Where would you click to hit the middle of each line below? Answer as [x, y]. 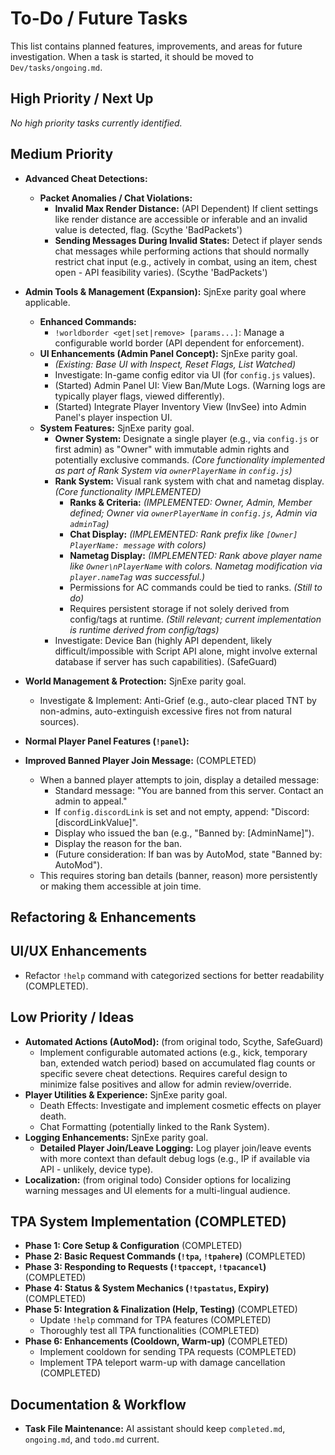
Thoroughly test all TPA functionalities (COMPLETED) [149, 1331]
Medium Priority [62, 154]
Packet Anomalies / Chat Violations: [116, 198]
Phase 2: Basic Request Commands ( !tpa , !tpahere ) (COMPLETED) [165, 1256]
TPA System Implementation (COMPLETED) [148, 1221]
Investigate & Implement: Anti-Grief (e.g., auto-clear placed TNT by [178, 700]
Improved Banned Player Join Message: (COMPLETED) [140, 760]
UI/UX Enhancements [79, 951]
